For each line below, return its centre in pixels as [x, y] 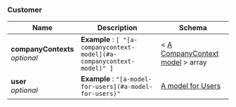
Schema [193, 28]
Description [117, 28]
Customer [25, 10]
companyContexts [42, 49]
